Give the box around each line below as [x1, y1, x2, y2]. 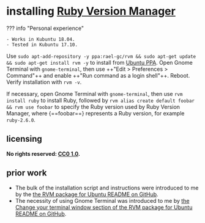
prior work [6, 168, 47, 178]
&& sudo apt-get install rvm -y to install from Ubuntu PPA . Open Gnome [6, 59, 193, 66]
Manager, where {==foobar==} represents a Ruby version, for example [6, 109, 185, 117]
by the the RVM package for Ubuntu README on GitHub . [15, 191, 158, 198]
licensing [6, 134, 43, 144]
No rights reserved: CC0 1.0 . [6, 150, 81, 157]
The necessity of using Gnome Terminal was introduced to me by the [15, 197, 190, 204]
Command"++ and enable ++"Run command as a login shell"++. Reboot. [6, 71, 190, 79]
